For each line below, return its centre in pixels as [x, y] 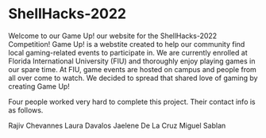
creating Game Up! [39, 86]
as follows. [26, 110]
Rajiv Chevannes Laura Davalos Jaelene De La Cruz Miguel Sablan [117, 125]
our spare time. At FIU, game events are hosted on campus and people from [132, 69]
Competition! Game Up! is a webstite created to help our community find [127, 44]
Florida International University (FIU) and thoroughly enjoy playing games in [132, 61]
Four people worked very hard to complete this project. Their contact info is [132, 102]
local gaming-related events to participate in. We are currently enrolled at [128, 52]
